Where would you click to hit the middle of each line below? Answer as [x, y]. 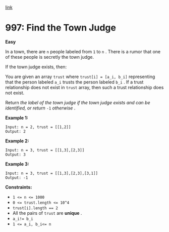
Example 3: [17, 164]
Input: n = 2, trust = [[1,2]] [38, 127]
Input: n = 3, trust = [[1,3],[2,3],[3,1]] [52, 173]
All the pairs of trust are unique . [47, 213]
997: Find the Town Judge [61, 28]
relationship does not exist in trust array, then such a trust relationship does [84, 87]
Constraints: [19, 187]
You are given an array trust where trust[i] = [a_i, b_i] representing [80, 76]
